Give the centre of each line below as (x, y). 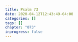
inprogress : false (24, 32)
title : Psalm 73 (22, 9)
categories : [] (21, 18)
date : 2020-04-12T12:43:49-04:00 (39, 14)
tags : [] (14, 23)
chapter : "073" (21, 28)
